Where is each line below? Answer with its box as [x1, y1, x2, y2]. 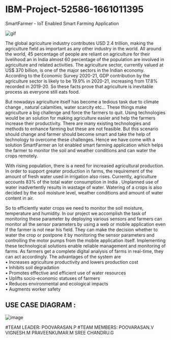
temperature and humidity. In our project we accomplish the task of [5, 210, 147, 216]
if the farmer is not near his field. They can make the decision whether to [5, 226, 158, 233]
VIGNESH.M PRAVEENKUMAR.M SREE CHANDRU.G [5, 329, 114, 335]
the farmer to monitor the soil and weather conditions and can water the [5, 147, 156, 153]
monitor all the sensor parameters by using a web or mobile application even [5, 221, 166, 227]
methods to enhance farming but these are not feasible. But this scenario [5, 126, 159, 132]
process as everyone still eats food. [5, 89, 80, 95]
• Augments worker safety [5, 286, 61, 292]
